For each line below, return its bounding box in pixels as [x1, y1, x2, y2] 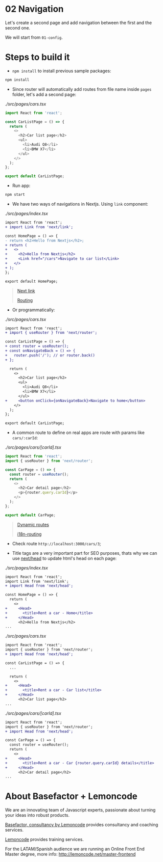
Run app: [12, 183, 31, 189]
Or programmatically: [12, 307, 55, 313]
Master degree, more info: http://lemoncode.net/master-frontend [5, 851, 136, 857]
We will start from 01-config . [5, 34, 63, 40]
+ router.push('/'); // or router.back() [5, 352, 95, 358]
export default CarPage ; [5, 512, 56, 517]
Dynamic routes [17, 521, 49, 527]
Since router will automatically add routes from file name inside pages [12, 86, 152, 92]
